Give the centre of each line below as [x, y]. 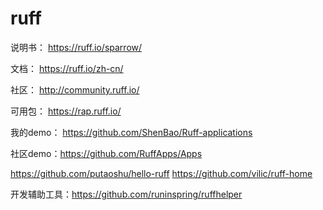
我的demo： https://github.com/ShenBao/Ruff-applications [131, 132]
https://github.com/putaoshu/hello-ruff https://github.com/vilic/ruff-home [161, 173]
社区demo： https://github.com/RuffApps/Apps [106, 153]
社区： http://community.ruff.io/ [75, 89]
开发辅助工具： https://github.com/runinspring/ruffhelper [126, 194]
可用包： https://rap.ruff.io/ [66, 111]
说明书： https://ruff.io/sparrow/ [76, 47]
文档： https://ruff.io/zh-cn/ [67, 68]
